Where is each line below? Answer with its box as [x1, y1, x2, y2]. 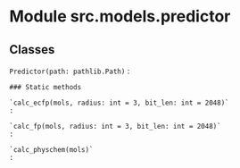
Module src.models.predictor [9, 6, 231, 27]
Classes [9, 42, 55, 57]
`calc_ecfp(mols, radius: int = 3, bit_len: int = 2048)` [9, 98, 229, 107]
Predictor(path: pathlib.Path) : [9, 65, 130, 76]
